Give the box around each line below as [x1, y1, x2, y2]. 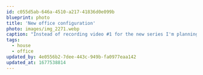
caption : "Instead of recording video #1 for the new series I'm [6, 31, 174, 37]
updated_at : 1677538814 [6, 59, 66, 65]
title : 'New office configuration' [6, 20, 96, 26]
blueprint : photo [6, 15, 50, 21]
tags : [6, 37, 20, 43]
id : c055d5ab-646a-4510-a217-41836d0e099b [6, 8, 115, 15]
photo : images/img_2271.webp [6, 25, 80, 32]
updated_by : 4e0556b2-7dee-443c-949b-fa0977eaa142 [6, 54, 137, 60]
